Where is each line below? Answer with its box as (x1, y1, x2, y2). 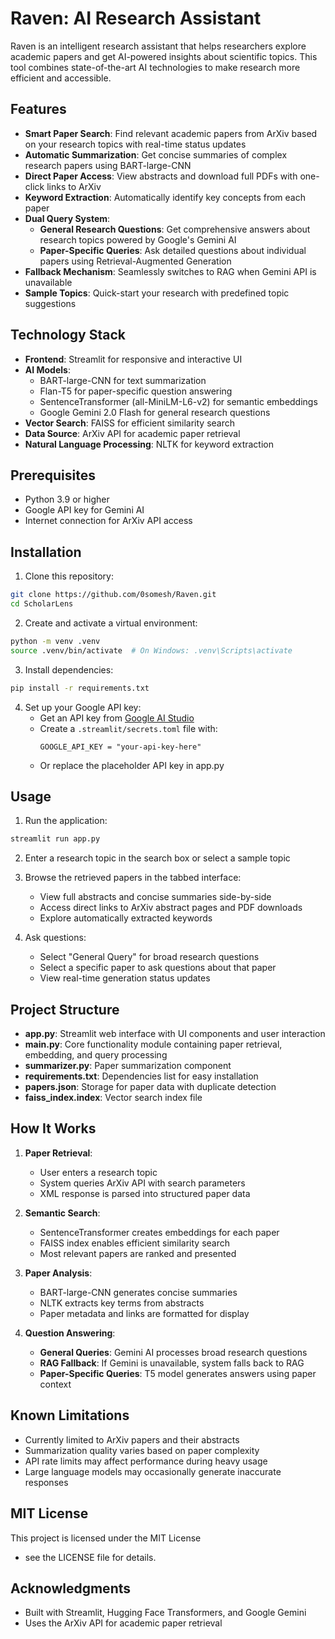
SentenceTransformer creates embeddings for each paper (39, 1226, 280, 1238)
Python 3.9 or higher (24, 493, 110, 506)
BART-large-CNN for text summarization (39, 374, 207, 386)
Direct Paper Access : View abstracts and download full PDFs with (24, 170, 298, 182)
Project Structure (10, 1001, 120, 1018)
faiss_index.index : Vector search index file (24, 1092, 203, 1104)
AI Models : (24, 363, 71, 376)
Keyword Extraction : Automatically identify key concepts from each (24, 191, 307, 203)
